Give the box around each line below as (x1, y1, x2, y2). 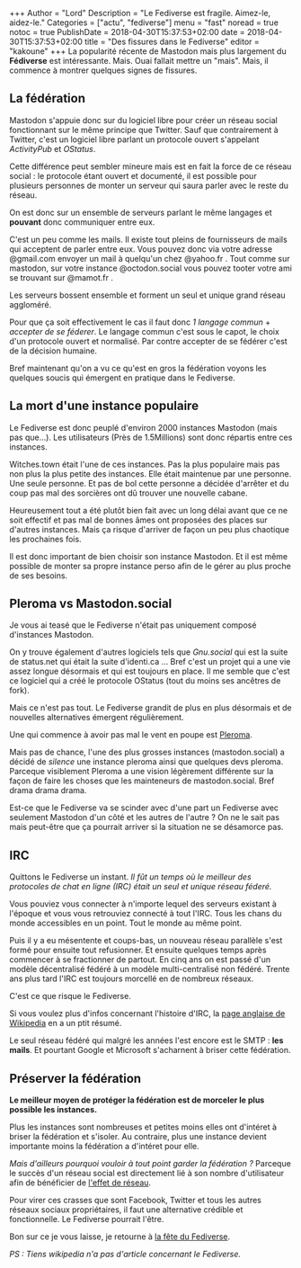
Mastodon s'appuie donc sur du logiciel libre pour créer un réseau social (9, 114, 279, 125)
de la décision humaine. (9, 345, 97, 356)
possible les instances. (9, 1104, 97, 1115)
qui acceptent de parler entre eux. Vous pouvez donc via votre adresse (9, 243, 272, 254)
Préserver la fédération (9, 1070, 142, 1086)
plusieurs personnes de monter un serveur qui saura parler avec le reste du (9, 180, 289, 191)
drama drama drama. (9, 785, 87, 796)
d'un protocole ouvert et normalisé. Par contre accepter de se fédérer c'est (9, 335, 288, 346)
